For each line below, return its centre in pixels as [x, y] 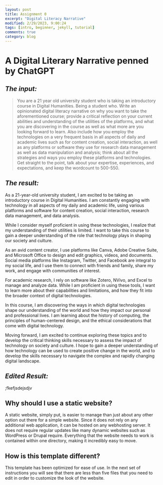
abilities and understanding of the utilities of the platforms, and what [85, 121]
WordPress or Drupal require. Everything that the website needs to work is [80, 435]
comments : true [20, 32]
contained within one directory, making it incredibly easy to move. [71, 441]
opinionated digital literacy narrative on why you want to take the [82, 111]
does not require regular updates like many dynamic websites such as [75, 431]
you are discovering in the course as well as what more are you [80, 126]
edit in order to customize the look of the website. [55, 478]
